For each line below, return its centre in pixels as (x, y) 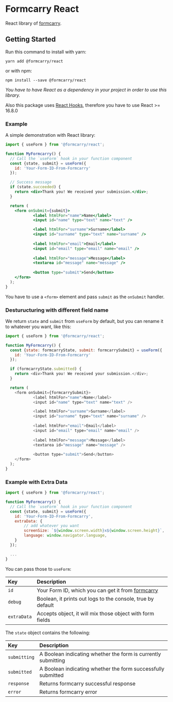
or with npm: (19, 70)
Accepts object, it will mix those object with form (96, 614)
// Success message (31, 182)
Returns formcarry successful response (87, 683)
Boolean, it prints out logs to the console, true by (95, 599)
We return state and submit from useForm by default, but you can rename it (84, 321)
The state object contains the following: (48, 633)
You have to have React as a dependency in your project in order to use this (86, 89)
